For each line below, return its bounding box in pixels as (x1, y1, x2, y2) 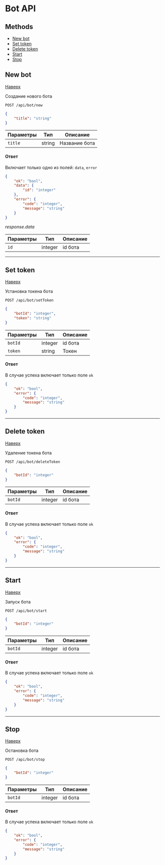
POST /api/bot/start (5, 608, 48, 613)
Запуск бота (5, 599, 31, 605)
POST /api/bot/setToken (5, 298, 54, 303)
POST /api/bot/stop (5, 757, 45, 762)
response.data (5, 224, 35, 230)
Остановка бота (5, 748, 39, 753)
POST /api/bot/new (5, 103, 43, 108)
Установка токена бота (5, 288, 53, 294)
